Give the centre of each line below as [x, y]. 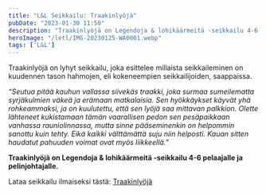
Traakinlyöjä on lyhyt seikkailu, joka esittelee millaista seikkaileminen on [126, 68]
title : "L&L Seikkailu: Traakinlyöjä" [72, 16]
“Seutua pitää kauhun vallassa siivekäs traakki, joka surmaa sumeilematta [131, 91]
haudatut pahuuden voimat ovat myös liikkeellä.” [89, 142]
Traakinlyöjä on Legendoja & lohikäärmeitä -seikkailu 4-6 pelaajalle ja [125, 158]
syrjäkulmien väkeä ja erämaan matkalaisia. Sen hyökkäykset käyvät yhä [129, 100]
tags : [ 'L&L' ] [32, 45]
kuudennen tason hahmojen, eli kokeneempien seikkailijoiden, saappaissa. [130, 76]
